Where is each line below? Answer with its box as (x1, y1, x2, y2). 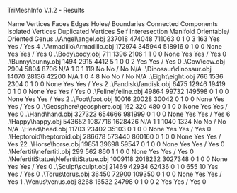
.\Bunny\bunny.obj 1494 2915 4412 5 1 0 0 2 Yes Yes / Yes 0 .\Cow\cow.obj (7, 57, 225, 66)
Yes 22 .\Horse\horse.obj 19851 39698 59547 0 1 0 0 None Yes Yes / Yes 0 (7, 140, 225, 148)
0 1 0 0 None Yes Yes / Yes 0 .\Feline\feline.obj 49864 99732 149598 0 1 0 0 (7, 88, 229, 95)
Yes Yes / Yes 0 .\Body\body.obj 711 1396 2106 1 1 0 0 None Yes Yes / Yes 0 (7, 49, 227, 58)
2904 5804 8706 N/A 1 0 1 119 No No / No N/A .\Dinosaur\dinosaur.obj (7, 65, 212, 73)
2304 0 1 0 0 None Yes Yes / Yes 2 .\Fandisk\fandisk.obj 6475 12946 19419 (7, 80, 226, 88)
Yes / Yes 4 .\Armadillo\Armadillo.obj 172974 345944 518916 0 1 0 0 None (7, 42, 223, 50)
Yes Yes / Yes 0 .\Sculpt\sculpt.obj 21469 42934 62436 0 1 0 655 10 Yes (7, 163, 219, 170)
